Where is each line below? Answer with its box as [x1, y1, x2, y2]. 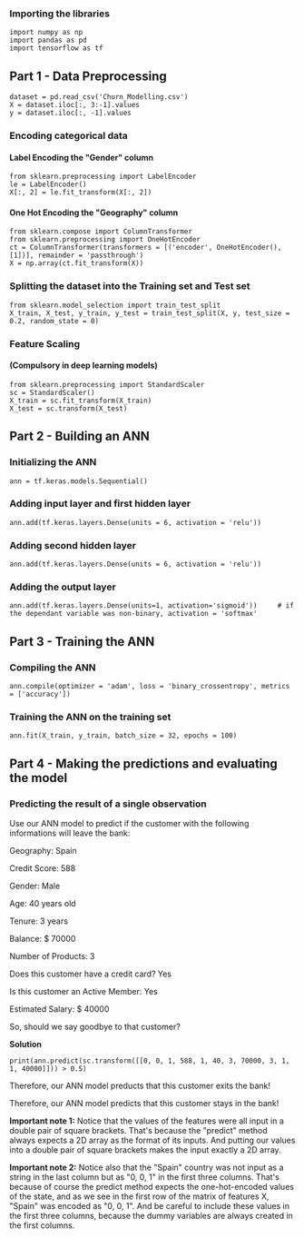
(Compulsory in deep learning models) [9, 360, 158, 371]
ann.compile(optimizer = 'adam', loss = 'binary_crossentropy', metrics [9, 682, 290, 691]
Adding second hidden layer [9, 539, 136, 551]
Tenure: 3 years [9, 916, 68, 926]
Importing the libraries [9, 7, 111, 20]
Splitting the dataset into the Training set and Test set [9, 280, 251, 292]
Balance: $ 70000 [9, 934, 76, 945]
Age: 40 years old [9, 898, 76, 909]
